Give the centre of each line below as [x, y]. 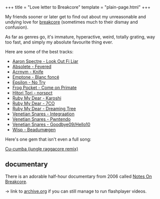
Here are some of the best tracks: [39, 52]
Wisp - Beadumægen [34, 130]
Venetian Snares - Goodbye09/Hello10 [51, 124]
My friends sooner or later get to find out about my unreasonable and [76, 17]
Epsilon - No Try [29, 82]
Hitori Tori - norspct [32, 93]
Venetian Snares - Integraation [43, 114]
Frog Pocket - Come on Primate [44, 88]
